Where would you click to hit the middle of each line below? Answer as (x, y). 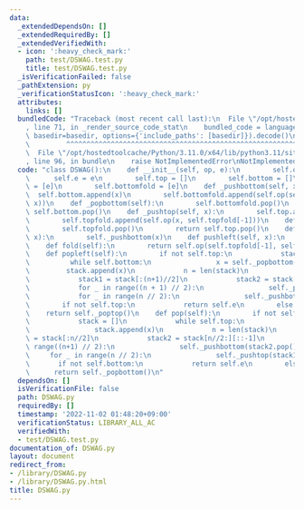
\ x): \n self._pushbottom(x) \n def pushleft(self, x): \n (155, 237)
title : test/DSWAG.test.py (76, 69)
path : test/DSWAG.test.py (75, 60)
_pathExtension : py (54, 85)
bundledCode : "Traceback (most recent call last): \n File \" (137, 119)
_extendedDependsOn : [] (62, 26)
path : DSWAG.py (46, 397)
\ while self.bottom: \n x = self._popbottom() (163, 263)
